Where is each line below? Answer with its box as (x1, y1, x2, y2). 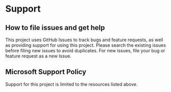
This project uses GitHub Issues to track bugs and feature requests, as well (5, 37, 163, 43)
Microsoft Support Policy (5, 68, 87, 76)
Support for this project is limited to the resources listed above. (5, 81, 138, 87)
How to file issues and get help (5, 23, 105, 32)
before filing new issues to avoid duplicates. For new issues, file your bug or (5, 48, 165, 53)
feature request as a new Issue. (5, 53, 71, 59)
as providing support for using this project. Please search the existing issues (5, 42, 166, 48)
